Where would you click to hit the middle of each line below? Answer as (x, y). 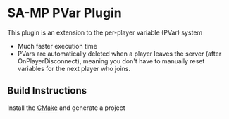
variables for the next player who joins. (74, 68)
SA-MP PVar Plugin (64, 13)
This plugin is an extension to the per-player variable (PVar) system (105, 32)
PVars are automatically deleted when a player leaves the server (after (119, 54)
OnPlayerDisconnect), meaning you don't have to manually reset (111, 61)
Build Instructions (47, 90)
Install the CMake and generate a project (66, 108)
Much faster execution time (57, 46)
